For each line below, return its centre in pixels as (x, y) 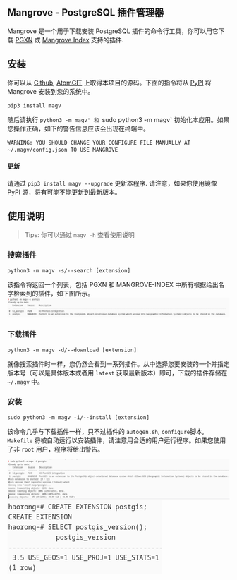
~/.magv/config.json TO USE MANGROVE (63, 150)
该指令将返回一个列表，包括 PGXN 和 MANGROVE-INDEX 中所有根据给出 (113, 284)
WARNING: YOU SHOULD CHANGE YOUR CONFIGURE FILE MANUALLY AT (99, 143)
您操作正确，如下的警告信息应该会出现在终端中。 (78, 128)
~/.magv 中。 (26, 382)
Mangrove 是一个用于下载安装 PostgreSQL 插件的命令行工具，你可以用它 (113, 31)
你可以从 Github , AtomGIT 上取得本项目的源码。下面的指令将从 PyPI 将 (109, 83)
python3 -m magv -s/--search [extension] (69, 270)
